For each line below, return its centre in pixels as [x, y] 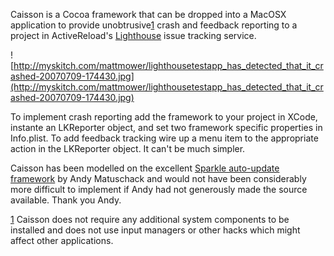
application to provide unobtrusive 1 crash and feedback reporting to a [154, 25]
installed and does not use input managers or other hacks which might [155, 230]
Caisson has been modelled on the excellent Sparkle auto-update [145, 168]
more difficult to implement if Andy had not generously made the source [159, 189]
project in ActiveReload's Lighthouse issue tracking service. [133, 35]
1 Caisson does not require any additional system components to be [150, 219]
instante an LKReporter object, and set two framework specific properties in [166, 127]
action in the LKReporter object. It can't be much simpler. [128, 148]
